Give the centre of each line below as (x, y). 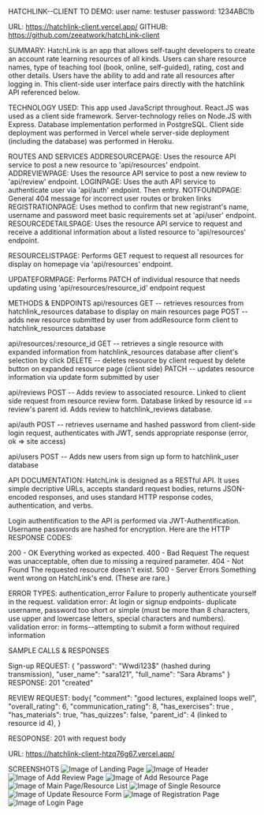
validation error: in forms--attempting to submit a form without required (124, 627)
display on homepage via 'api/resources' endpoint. (91, 264)
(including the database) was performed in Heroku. (91, 141)
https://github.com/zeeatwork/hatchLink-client (84, 35)
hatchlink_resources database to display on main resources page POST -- (128, 312)
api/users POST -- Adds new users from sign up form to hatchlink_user (123, 456)
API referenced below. (44, 92)
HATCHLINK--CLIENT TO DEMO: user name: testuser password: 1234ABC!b (131, 11)
